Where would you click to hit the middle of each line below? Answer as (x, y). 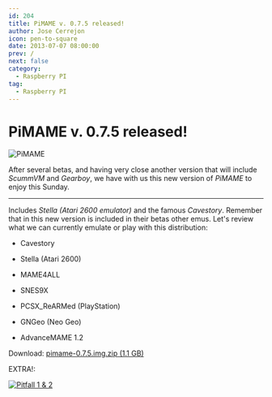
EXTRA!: (22, 369)
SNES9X (34, 291)
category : (25, 69)
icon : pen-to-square (43, 39)
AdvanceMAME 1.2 (51, 338)
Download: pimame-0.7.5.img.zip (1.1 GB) (76, 353)
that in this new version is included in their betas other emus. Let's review (131, 219)
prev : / (21, 54)
